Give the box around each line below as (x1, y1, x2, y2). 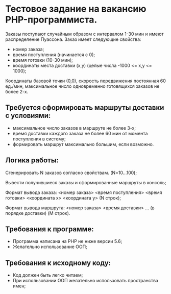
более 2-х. (5, 88, 29, 94)
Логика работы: (5, 156, 59, 165)
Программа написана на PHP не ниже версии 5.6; (12, 238, 123, 244)
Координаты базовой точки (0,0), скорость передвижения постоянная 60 (5, 78, 166, 84)
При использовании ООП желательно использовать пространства (12, 278, 158, 284)
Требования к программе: (5, 225, 94, 233)
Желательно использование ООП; (12, 243, 88, 250)
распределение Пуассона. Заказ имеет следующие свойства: (5, 36, 141, 42)
